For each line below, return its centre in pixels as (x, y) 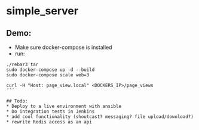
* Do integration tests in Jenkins (50, 112)
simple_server (42, 11)
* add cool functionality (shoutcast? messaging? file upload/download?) (100, 117)
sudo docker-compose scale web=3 (48, 75)
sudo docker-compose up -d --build (50, 70)
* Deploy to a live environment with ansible (64, 106)
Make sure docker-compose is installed (63, 47)
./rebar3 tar (22, 64)
